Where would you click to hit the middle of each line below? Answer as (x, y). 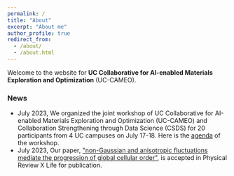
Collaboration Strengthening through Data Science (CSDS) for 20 (111, 128)
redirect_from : (29, 40)
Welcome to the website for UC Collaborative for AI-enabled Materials (110, 72)
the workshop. (38, 143)
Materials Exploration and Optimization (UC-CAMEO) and (125, 121)
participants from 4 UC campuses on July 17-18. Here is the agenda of (119, 135)
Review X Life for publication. (60, 166)
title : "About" (29, 20)
